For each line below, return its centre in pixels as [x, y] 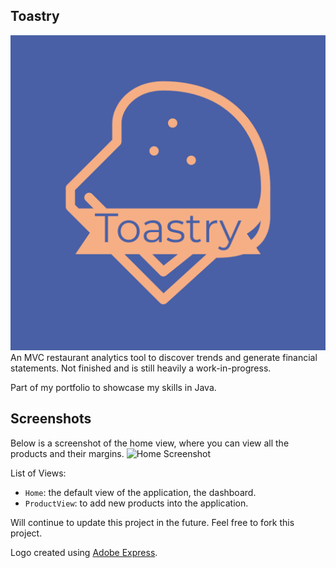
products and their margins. [67, 453]
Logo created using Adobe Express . [84, 552]
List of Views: [38, 473]
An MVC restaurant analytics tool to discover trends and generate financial [164, 357]
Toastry [35, 16]
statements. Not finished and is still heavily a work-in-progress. [141, 368]
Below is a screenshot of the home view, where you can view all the [150, 443]
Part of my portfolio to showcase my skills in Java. [113, 387]
